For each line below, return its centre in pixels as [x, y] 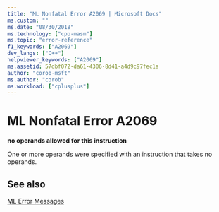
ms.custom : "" [28, 20]
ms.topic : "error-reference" [50, 40]
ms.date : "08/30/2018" [40, 27]
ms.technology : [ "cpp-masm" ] [50, 34]
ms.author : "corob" [36, 79]
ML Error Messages [36, 201]
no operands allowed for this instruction [67, 141]
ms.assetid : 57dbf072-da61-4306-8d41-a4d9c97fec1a [83, 66]
